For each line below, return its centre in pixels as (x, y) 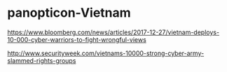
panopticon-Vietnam (69, 13)
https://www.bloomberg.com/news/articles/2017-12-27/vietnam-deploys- (113, 32)
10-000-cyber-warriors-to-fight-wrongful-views (77, 39)
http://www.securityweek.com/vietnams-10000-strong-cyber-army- (106, 53)
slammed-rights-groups (42, 60)
